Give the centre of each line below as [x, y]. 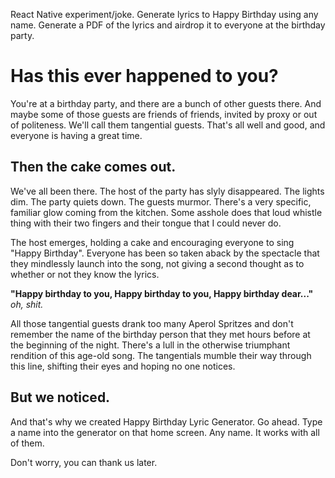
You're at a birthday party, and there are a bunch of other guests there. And [166, 103]
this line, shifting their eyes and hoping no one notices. [123, 366]
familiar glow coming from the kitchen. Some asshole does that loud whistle [166, 212]
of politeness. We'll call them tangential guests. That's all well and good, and [168, 125]
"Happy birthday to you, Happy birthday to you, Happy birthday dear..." [162, 293]
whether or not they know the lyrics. [85, 274]
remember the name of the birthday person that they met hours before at [160, 334]
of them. [27, 443]
